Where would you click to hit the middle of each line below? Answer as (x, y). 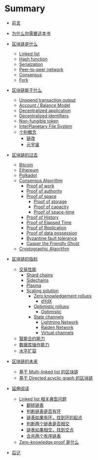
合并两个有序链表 (44, 436)
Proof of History (43, 217)
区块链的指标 (24, 259)
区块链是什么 (24, 44)
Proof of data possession (52, 233)
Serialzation (31, 64)
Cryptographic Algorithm (44, 249)
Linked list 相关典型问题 (43, 399)
